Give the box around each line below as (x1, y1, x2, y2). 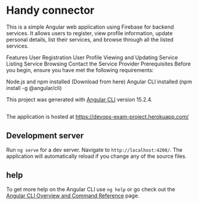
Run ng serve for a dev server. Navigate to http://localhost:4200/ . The (6, 147, 183, 154)
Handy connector (6, 4, 95, 17)
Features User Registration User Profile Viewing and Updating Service (6, 54, 178, 61)
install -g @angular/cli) (6, 84, 62, 91)
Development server (6, 131, 84, 141)
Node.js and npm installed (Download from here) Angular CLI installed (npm (6, 78, 193, 85)
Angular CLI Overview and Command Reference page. (6, 192, 140, 199)
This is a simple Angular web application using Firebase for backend (6, 23, 174, 30)
